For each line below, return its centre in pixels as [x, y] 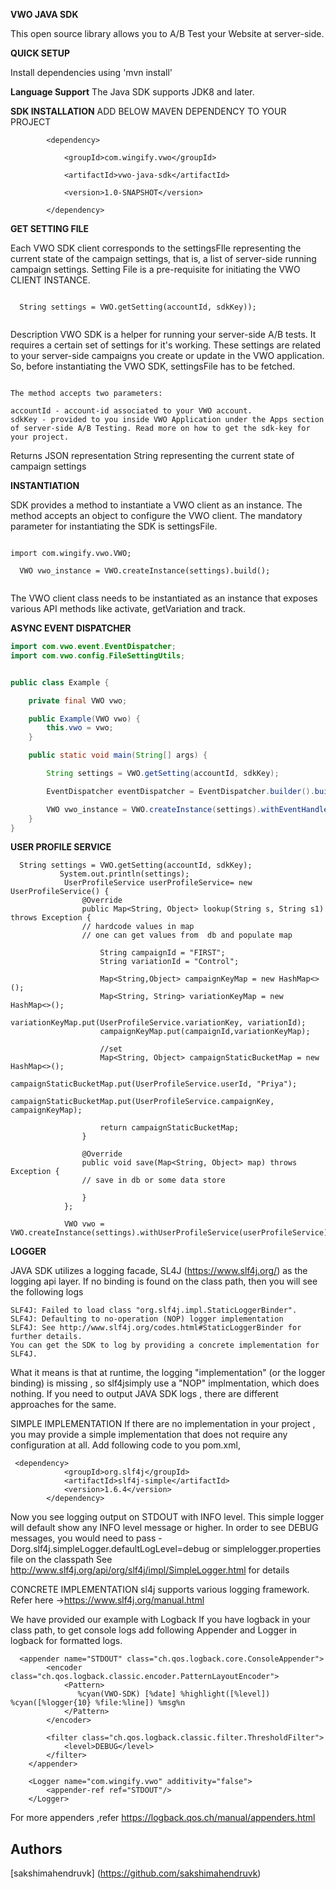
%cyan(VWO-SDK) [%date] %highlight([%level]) [174, 1694]
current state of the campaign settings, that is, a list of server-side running [163, 258]
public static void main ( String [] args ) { [118, 755]
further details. [46, 1337]
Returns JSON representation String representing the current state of [152, 455]
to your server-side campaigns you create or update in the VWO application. [167, 355]
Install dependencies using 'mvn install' [91, 72]
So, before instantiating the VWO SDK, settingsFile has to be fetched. [153, 366]
